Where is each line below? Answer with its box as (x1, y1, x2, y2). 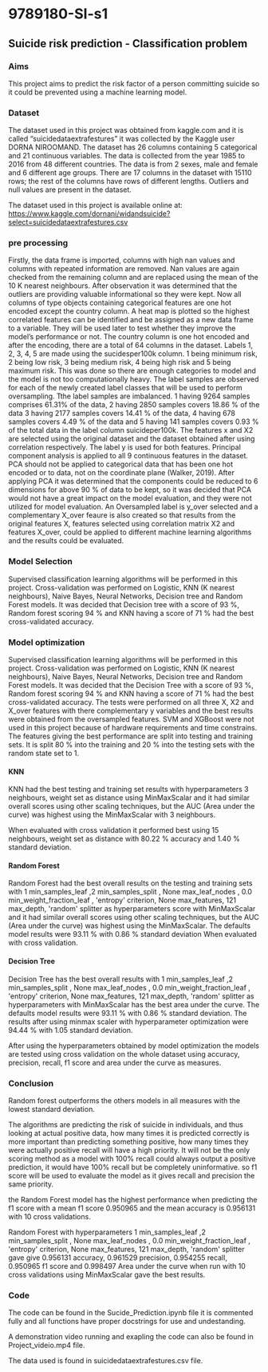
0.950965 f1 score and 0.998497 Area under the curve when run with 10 (8, 1261, 246, 1270)
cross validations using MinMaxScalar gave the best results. (8, 1270, 206, 1279)
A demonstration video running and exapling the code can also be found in (8, 1332, 254, 1342)
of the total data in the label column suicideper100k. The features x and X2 (8, 426, 254, 435)
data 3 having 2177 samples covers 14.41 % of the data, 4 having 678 (8, 409, 235, 418)
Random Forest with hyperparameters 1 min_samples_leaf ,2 (8, 1227, 206, 1237)
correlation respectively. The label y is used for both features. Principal (8, 442, 242, 452)
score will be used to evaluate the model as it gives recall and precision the (8, 1170, 255, 1180)
